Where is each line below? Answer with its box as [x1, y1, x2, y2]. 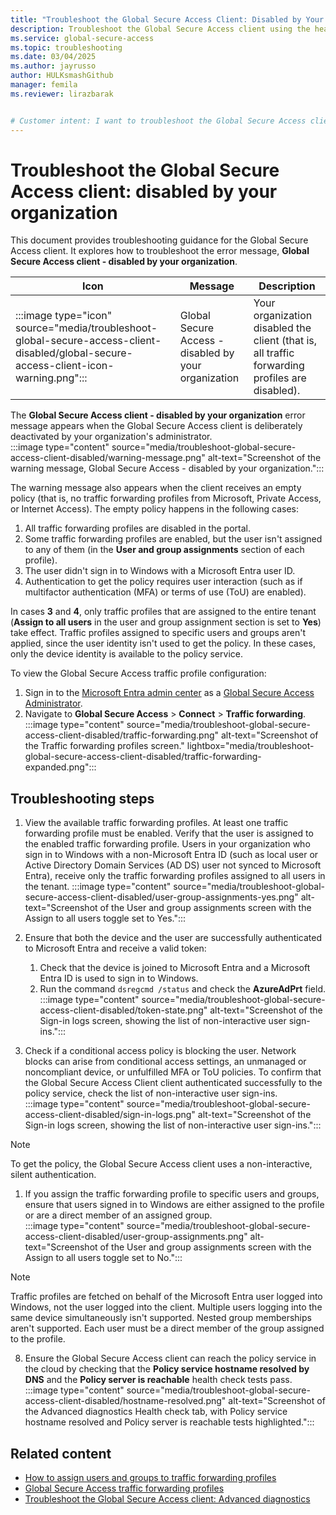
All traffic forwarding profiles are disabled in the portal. [24, 522, 251, 535]
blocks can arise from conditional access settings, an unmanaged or [24, 1056, 307, 1068]
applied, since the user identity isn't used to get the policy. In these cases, [10, 637, 316, 650]
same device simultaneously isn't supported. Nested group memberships [10, 1312, 312, 1324]
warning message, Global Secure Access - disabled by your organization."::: [10, 462, 325, 475]
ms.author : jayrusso [10, 61, 97, 71]
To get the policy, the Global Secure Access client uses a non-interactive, [10, 1158, 313, 1170]
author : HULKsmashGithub [10, 71, 114, 81]
